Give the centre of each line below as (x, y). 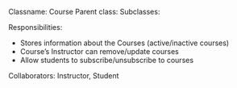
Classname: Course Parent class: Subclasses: (84, 12)
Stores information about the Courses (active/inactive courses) (125, 43)
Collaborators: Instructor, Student (64, 75)
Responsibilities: (35, 27)
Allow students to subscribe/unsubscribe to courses (107, 60)
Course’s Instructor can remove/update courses (99, 51)
